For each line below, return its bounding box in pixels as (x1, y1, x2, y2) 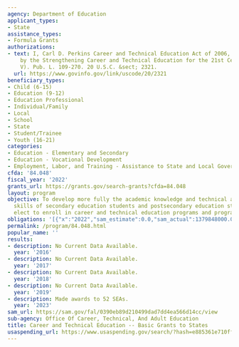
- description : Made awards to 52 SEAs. (7, 295, 129, 303)
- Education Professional (7, 97, 84, 104)
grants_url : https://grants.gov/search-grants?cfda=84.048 (7, 182, 186, 190)
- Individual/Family (7, 103, 69, 110)
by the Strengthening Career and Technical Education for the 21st (20, 57, 224, 64)
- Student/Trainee (7, 130, 62, 137)
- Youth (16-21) (7, 136, 55, 143)
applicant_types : (7, 17, 59, 24)
